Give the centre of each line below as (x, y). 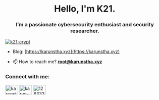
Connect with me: (28, 77)
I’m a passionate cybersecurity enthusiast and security (85, 25)
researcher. (85, 31)
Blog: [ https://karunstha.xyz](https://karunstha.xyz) (66, 52)
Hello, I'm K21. (85, 9)
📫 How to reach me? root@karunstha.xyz (57, 62)
